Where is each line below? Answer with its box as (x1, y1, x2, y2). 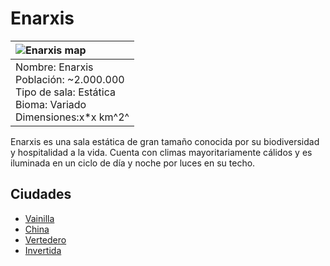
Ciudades (10, 186, 72, 203)
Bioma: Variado (15, 97, 87, 111)
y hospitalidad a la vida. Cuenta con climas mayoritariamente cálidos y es (10, 146, 313, 158)
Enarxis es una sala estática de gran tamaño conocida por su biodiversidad (10, 135, 320, 147)
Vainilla (24, 212, 55, 224)
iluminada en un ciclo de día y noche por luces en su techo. (10, 157, 256, 169)
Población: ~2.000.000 (15, 72, 125, 86)
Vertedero (24, 233, 67, 246)
